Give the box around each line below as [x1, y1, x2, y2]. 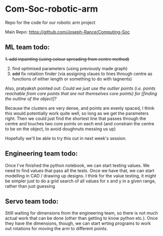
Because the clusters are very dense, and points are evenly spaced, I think [5, 105, 155, 111]
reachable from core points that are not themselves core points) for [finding [5, 90, 157, 96]
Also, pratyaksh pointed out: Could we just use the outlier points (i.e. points [5, 85, 156, 91]
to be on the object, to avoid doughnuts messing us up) [5, 126, 116, 132]
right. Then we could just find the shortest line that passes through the [5, 116, 146, 121]
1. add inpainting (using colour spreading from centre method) [5, 56, 130, 62]
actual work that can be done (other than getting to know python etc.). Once [5, 216, 158, 221]
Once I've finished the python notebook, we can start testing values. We [5, 162, 150, 168]
